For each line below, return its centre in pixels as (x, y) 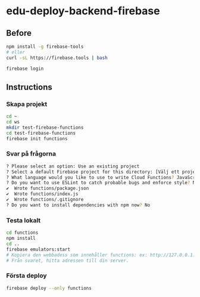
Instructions (29, 87)
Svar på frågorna (31, 154)
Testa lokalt (24, 220)
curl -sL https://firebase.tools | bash (57, 58)
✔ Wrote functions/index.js (42, 194)
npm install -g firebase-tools (45, 47)
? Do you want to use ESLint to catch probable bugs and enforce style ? (98, 183)
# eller (16, 52)
